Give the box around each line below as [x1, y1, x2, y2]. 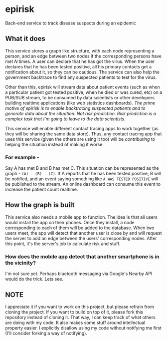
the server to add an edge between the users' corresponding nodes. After [5, 235, 157, 241]
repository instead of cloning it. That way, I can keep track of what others [5, 314, 156, 320]
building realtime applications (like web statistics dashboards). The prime [5, 100, 156, 106]
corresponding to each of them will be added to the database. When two [5, 225, 155, 231]
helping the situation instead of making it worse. [5, 141, 104, 147]
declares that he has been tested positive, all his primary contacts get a [5, 63, 152, 69]
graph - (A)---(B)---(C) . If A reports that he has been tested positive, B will [5, 171, 161, 177]
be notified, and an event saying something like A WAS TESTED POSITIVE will [5, 176, 159, 182]
